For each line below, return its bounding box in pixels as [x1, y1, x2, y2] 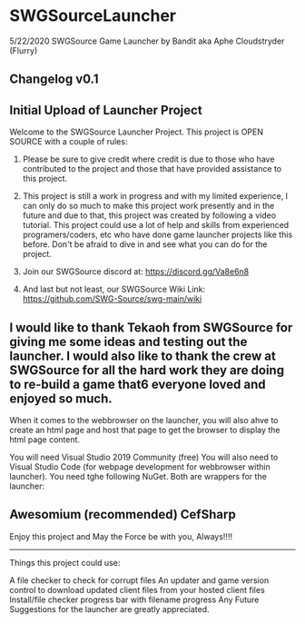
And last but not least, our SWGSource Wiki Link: [22, 283, 206, 295]
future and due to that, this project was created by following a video [22, 210, 277, 221]
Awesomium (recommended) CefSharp [9, 507, 236, 522]
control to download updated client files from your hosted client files [9, 584, 265, 595]
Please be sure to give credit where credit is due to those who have [22, 154, 275, 164]
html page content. [9, 433, 80, 445]
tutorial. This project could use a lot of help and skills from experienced [22, 220, 290, 231]
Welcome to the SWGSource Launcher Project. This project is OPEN [9, 126, 264, 137]
